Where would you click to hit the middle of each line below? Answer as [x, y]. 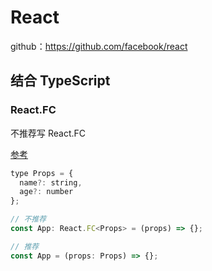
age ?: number [46, 192]
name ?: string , [51, 182]
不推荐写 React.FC [48, 133]
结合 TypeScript [60, 81]
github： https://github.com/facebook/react [99, 46]
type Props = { [42, 173]
